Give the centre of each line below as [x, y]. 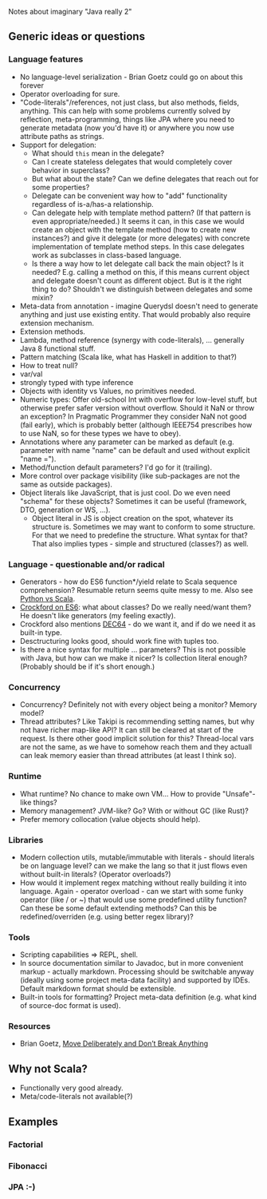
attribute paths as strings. [62, 136]
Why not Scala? [48, 1068]
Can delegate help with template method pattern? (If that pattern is [141, 212]
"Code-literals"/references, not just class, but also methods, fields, [129, 102]
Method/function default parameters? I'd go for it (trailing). [116, 467]
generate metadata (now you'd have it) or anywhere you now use [127, 128]
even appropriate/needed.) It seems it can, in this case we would [138, 221]
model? [32, 713]
